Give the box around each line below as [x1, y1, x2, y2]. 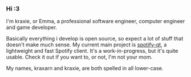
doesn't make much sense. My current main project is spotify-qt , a [6, 41, 167, 48]
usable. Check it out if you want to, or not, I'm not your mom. [6, 54, 153, 61]
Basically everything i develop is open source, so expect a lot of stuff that [6, 35, 183, 42]
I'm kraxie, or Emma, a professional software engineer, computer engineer [6, 18, 185, 25]
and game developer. [6, 24, 57, 31]
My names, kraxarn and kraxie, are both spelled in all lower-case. [6, 65, 164, 72]
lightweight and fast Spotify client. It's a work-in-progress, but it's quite [6, 47, 179, 54]
